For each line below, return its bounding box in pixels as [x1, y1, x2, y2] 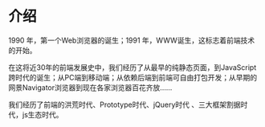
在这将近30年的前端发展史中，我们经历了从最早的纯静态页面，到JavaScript [8, 62, 257, 72]
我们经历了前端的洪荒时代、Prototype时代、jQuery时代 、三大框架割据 [8, 100, 241, 109]
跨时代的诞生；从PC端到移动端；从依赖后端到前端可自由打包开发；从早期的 [8, 72, 258, 82]
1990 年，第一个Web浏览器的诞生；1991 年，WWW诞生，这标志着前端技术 [8, 35, 255, 45]
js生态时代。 [22, 109, 63, 119]
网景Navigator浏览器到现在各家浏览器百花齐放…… [8, 82, 173, 92]
